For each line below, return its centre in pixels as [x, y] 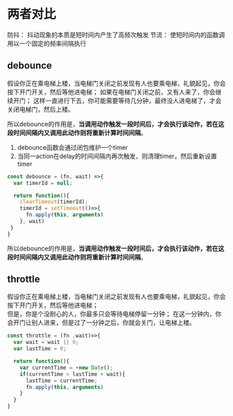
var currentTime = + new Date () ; [66, 367]
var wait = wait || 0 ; [46, 343]
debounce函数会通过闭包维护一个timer [72, 147]
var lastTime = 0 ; [40, 349]
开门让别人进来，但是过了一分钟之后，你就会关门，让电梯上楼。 [104, 322]
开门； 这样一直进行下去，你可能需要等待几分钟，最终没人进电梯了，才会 [117, 101]
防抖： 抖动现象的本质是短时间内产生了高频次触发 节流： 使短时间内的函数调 [116, 35]
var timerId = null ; [43, 183]
